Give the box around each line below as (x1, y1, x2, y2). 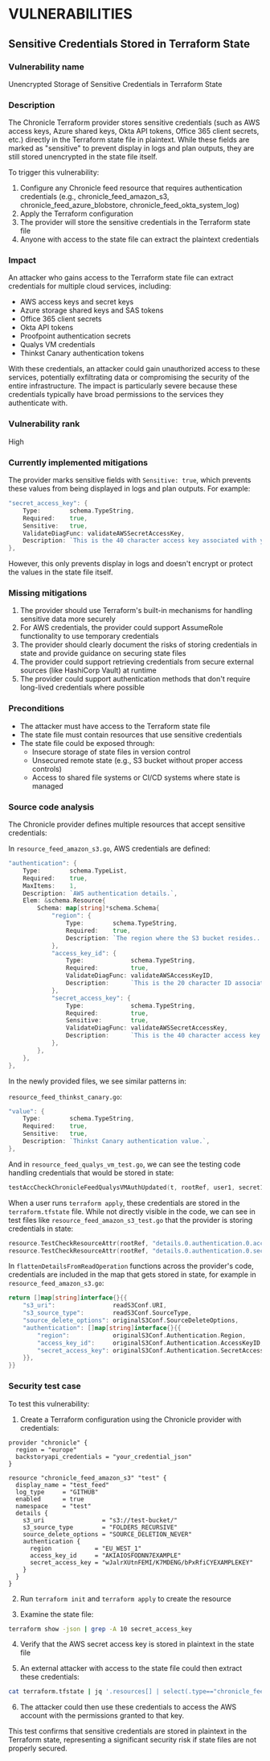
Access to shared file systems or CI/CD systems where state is (31, 773, 241, 782)
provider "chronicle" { (8, 1439, 88, 1447)
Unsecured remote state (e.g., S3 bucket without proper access (31, 755, 243, 765)
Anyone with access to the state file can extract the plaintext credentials (19, 234, 260, 244)
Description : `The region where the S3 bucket (65, 934, 225, 943)
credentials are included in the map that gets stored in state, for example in (8, 1270, 257, 1279)
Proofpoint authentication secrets (19, 331, 131, 341)
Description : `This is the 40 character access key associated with (22, 537, 257, 545)
